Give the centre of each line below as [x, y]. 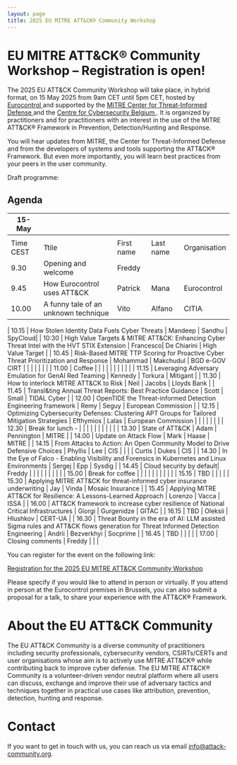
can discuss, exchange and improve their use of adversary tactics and [109, 683]
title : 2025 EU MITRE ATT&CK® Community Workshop [82, 21]
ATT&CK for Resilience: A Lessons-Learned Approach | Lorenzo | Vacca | [114, 496]
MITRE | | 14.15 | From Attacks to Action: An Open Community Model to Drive [119, 444]
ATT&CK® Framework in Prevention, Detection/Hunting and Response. [109, 127]
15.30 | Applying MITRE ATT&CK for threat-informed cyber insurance [107, 481]
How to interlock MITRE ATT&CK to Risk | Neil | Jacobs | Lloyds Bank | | [111, 384]
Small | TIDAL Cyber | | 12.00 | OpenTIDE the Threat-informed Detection [112, 398]
